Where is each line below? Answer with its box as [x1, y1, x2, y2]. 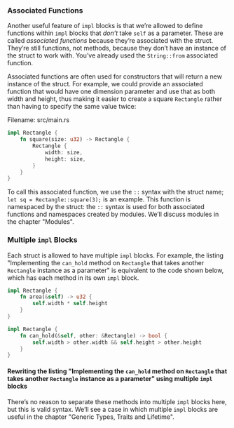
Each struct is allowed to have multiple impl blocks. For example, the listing [7, 251, 224, 260]
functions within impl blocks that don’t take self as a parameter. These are [7, 29, 223, 37]
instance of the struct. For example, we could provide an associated [7, 80, 203, 88]
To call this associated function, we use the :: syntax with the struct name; [7, 188, 224, 196]
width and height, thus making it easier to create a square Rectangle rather [7, 95, 223, 103]
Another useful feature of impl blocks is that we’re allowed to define [7, 22, 203, 30]
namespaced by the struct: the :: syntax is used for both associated [7, 203, 205, 211]
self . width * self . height [32, 300, 109, 307]
